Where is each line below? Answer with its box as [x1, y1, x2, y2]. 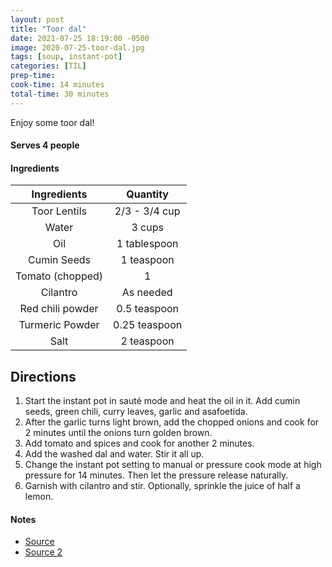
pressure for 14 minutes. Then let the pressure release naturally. [24, 469, 289, 481]
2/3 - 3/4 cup [114, 204, 181, 218]
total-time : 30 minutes [10, 89, 110, 99]
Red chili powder [19, 302, 99, 316]
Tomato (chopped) [15, 269, 104, 283]
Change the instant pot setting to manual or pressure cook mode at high [24, 459, 322, 471]
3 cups [131, 221, 164, 235]
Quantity [126, 187, 169, 201]
